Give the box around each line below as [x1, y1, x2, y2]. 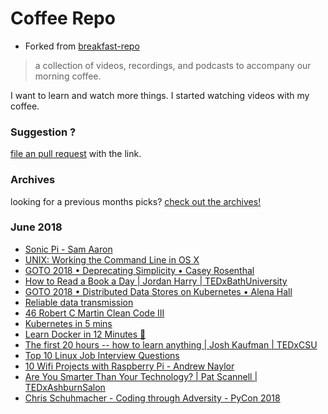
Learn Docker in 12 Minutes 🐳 [24, 328, 147, 340]
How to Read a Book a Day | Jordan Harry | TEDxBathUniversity [24, 275, 288, 287]
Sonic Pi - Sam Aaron [24, 243, 113, 255]
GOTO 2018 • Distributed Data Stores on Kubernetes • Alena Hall [24, 285, 293, 297]
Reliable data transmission [24, 296, 134, 308]
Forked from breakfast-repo [24, 40, 140, 52]
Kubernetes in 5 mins [24, 317, 113, 329]
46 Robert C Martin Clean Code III [24, 307, 165, 319]
